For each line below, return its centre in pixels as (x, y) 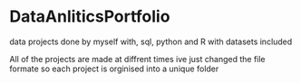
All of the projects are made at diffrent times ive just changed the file (137, 59)
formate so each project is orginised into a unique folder (114, 69)
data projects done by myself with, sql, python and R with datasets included (151, 41)
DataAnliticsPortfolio (90, 17)
